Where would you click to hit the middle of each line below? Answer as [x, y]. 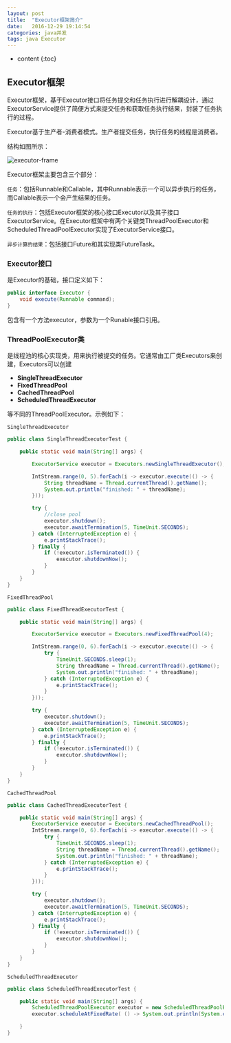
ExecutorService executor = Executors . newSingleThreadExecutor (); [129, 464]
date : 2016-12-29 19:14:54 [49, 26]
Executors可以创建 [45, 364]
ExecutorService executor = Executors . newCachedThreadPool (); [123, 824]
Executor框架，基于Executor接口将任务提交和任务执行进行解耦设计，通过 [111, 100]
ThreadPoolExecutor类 [46, 339]
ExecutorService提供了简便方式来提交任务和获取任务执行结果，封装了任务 [112, 108]
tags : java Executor [37, 39]
